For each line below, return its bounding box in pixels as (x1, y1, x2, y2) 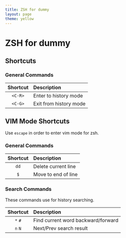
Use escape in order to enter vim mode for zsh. (5, 130, 99, 136)
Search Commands (5, 186, 52, 192)
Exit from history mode (33, 100, 86, 107)
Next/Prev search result (33, 225, 88, 232)
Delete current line (33, 163, 76, 170)
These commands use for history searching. (5, 197, 95, 203)
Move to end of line (33, 171, 78, 178)
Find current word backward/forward (33, 216, 119, 223)
